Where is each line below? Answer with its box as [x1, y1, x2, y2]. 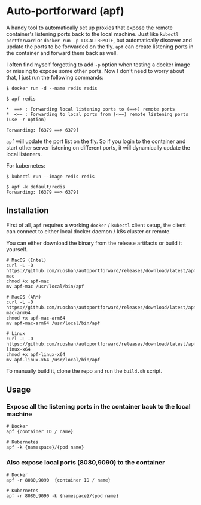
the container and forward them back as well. [6, 49, 118, 56]
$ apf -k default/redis [6, 184, 66, 190]
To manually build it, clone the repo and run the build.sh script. [6, 367, 163, 375]
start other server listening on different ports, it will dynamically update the [6, 144, 190, 151]
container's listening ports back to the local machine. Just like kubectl [6, 30, 179, 37]
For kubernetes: [6, 162, 45, 169]
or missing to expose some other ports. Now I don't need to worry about [6, 67, 184, 74]
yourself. [6, 245, 28, 252]
